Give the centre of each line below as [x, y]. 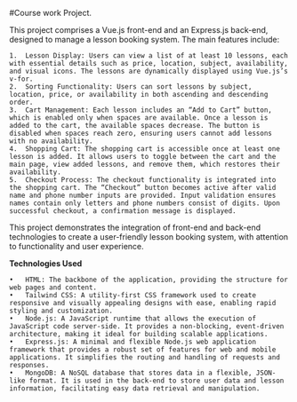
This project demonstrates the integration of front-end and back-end [135, 227]
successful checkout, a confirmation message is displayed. [123, 211]
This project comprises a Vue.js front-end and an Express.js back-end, [139, 30]
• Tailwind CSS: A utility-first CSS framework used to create [132, 296]
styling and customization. [61, 311]
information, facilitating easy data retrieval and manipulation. [135, 389]
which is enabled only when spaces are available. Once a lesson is [139, 118]
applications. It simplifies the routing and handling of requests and [144, 358]
